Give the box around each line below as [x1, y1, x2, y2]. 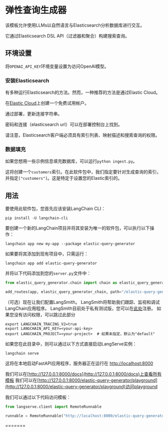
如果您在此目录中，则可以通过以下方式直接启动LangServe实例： [5, 341, 137, 347]
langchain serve [5, 351, 39, 356]
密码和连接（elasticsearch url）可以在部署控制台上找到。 [5, 122, 122, 128]
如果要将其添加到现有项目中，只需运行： [5, 251, 88, 257]
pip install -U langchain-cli [5, 215, 68, 221]
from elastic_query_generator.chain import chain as [5, 280, 117, 285]
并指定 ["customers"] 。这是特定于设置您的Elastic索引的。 [5, 175, 122, 181]
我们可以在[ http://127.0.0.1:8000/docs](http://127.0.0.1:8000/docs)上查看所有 [5, 371, 162, 377]
